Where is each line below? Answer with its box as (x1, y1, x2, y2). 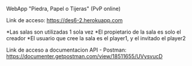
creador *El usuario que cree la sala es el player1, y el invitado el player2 (6, 35, 186, 41)
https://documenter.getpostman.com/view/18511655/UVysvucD (6, 53, 163, 59)
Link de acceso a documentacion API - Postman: (6, 46, 127, 53)
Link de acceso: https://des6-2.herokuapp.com (6, 17, 123, 23)
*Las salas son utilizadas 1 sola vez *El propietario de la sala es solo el (6, 28, 181, 35)
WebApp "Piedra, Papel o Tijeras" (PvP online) (6, 5, 121, 12)
